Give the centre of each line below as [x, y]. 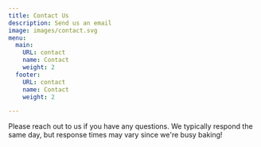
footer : [28, 75]
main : [25, 45]
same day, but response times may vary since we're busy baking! [115, 135]
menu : [17, 38]
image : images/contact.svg [53, 30]
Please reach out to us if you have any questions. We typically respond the [130, 126]
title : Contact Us [39, 15]
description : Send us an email [60, 23]
